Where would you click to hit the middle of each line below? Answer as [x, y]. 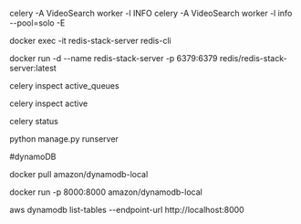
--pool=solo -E [37, 23]
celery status [34, 121]
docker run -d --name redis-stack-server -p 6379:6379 [114, 58]
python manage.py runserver [64, 139]
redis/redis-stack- [253, 58]
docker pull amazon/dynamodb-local [79, 174]
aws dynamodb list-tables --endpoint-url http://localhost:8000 [127, 210]
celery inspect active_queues [65, 85]
